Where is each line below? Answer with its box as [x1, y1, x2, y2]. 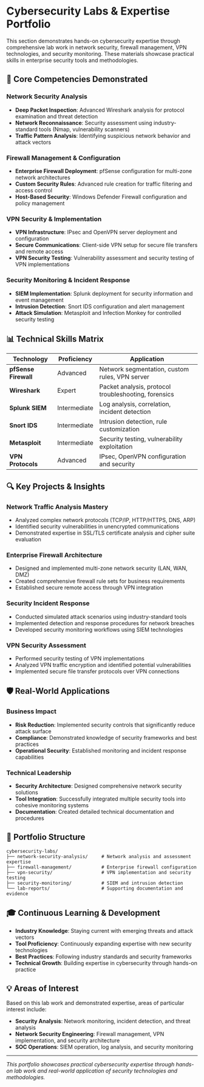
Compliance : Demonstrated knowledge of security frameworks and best [15, 734, 197, 741]
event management [15, 296, 64, 303]
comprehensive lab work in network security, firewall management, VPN [6, 44, 187, 51]
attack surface [15, 727, 52, 735]
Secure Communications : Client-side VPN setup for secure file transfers [15, 242, 198, 249]
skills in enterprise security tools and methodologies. [6, 56, 138, 64]
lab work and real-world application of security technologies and [14, 1067, 178, 1075]
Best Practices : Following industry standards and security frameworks [15, 953, 192, 960]
